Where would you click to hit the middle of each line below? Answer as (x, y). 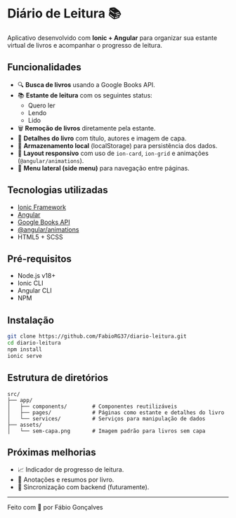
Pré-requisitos (40, 259)
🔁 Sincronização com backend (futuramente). (83, 487)
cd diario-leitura (34, 343)
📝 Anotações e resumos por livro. (66, 480)
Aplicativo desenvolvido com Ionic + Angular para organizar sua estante (112, 38)
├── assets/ (25, 425)
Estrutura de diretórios (58, 378)
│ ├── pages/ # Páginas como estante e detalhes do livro (116, 412)
